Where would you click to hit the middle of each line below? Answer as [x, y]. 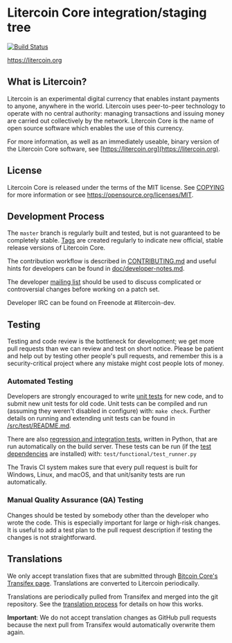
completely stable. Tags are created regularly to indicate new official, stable [115, 240]
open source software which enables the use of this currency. [96, 128]
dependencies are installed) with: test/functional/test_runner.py [102, 454]
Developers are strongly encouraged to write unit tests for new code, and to [115, 396]
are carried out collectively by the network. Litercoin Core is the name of [110, 121]
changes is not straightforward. [52, 537]
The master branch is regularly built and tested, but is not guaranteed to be [114, 233]
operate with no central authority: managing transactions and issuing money [116, 113]
